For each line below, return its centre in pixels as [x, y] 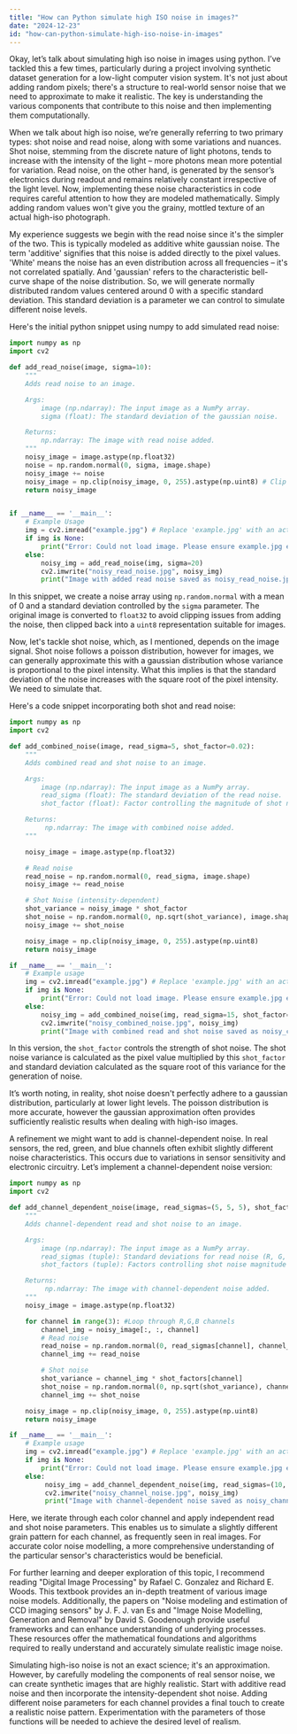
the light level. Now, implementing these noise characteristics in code [135, 189]
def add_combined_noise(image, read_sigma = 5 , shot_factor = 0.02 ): [132, 747]
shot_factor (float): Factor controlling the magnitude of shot [162, 804]
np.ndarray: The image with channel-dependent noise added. [158, 1289]
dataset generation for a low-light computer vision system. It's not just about [148, 78]
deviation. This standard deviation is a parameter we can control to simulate [147, 300]
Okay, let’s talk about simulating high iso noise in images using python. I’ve [145, 59]
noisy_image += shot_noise [75, 925]
